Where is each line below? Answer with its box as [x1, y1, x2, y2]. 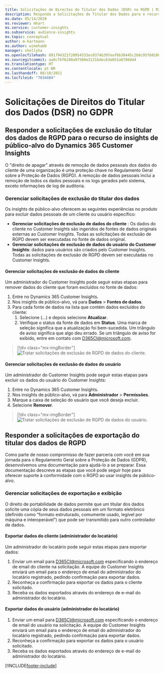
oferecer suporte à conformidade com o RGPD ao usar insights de [5, 473, 138, 478]
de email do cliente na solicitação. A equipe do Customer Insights [12, 564, 144, 569]
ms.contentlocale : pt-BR [5, 66, 56, 71]
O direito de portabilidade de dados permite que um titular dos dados [5, 501, 144, 507]
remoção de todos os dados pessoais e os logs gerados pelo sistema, [5, 177, 146, 183]
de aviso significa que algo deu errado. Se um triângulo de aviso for [19, 330, 156, 336]
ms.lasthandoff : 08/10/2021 [5, 71, 62, 76]
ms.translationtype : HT [5, 62, 54, 66]
